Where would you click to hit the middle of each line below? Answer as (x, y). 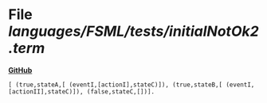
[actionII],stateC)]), (46, 92)
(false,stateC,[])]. (121, 92)
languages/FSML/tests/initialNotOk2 (133, 31)
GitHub (20, 70)
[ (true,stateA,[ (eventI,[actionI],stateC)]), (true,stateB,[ (116, 85)
